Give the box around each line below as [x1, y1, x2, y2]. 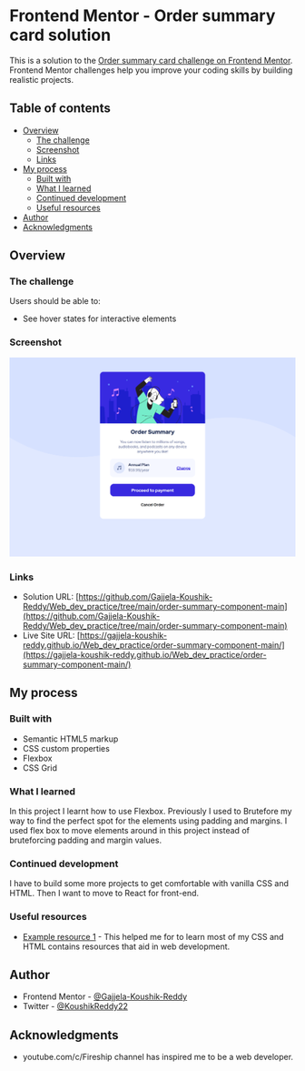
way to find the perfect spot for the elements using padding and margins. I [9, 815, 288, 826]
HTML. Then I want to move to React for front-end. [9, 888, 200, 899]
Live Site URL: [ [22, 630, 81, 641]
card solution [9, 25, 112, 45]
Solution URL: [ [22, 591, 79, 601]
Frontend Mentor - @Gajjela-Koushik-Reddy [22, 991, 188, 1002]
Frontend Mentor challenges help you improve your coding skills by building [9, 65, 293, 76]
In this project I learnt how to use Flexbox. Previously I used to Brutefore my [9, 805, 292, 816]
